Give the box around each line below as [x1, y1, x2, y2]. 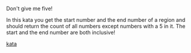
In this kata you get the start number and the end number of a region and [6, 16, 186, 23]
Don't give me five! [6, 5, 53, 12]
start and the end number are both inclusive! [6, 29, 115, 36]
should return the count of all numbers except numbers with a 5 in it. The [6, 23, 186, 29]
